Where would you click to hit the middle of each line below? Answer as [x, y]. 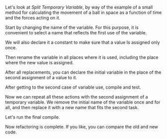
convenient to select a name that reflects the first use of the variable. [76, 33]
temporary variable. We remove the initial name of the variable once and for [83, 102]
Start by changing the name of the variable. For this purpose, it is [72, 27]
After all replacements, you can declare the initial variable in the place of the [83, 72]
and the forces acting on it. [33, 18]
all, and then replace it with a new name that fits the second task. [72, 107]
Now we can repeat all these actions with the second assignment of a [77, 97]
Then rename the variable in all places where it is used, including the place [82, 57]
